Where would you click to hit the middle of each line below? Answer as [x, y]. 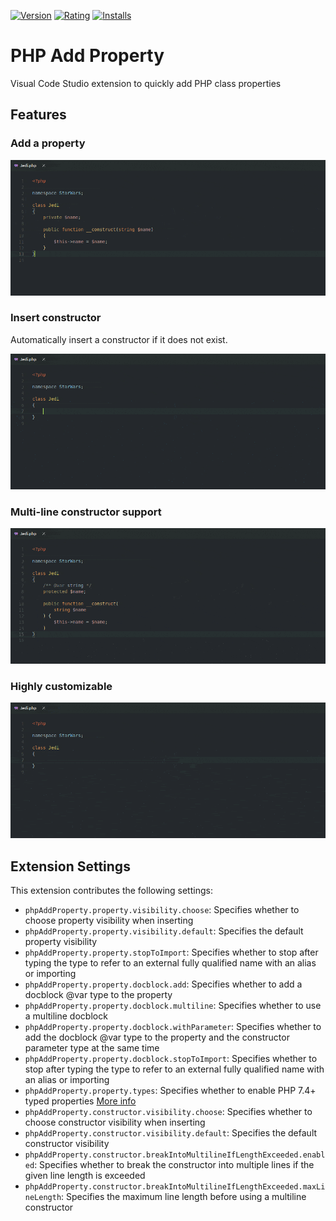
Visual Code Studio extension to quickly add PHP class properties [146, 83]
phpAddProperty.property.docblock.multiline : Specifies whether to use [173, 1006]
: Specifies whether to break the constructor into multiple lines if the [174, 1165]
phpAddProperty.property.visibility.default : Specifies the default [164, 931]
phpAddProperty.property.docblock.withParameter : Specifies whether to [173, 1027]
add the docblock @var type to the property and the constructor [157, 1037]
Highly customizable [61, 686]
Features [38, 115]
